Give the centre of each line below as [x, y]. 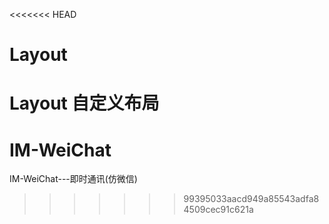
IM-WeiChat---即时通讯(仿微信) [73, 179]
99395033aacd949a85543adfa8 [251, 199]
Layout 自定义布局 [84, 103]
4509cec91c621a [218, 210]
